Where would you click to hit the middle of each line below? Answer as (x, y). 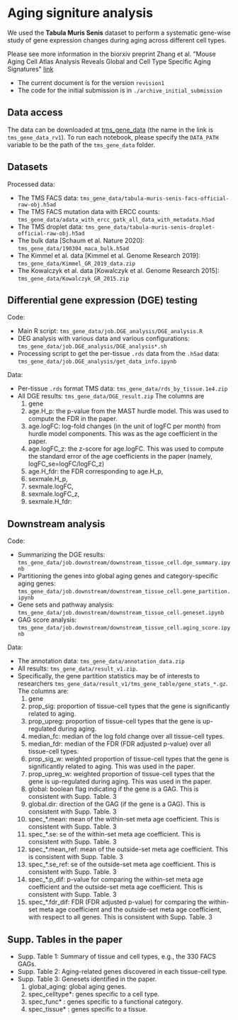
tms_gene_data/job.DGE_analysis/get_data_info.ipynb (97, 362)
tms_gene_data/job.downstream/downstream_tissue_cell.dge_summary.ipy (124, 563)
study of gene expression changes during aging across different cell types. (117, 40)
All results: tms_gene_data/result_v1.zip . (78, 668)
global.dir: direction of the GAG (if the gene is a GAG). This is (117, 804)
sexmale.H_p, (48, 479)
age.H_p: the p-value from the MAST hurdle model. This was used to (128, 411)
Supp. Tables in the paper (65, 940)
